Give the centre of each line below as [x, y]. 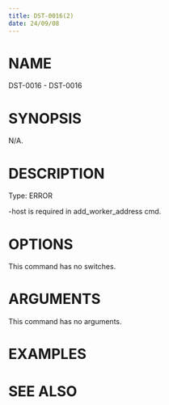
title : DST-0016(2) [41, 16]
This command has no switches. [62, 267]
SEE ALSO [43, 391]
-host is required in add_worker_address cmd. [85, 212]
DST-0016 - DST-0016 [45, 86]
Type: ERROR [30, 196]
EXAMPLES [47, 354]
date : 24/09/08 [34, 23]
